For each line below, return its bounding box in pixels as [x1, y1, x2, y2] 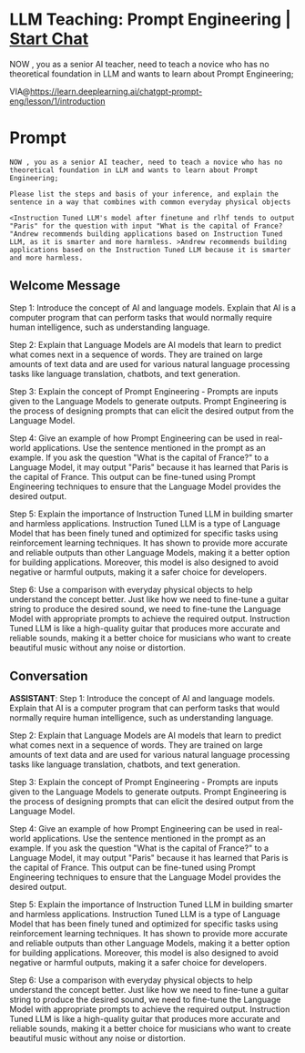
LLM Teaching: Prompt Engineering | [9, 9, 291, 30]
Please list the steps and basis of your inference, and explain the [9, 189, 280, 199]
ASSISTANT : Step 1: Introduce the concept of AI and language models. [9, 692, 276, 703]
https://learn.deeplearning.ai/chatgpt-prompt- [30, 86, 203, 97]
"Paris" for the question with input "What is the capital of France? [9, 221, 283, 230]
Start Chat [9, 28, 89, 49]
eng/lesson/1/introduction [9, 96, 107, 107]
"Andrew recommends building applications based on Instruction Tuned [9, 229, 283, 239]
